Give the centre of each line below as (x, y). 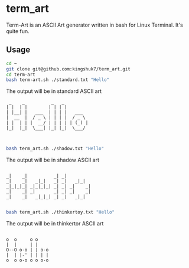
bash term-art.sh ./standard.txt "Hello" (58, 80)
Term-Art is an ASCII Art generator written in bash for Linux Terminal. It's (94, 25)
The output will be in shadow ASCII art (53, 160)
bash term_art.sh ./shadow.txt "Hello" (55, 149)
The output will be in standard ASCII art (54, 91)
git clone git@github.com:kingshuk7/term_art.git (69, 69)
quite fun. (18, 31)
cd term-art (21, 75)
